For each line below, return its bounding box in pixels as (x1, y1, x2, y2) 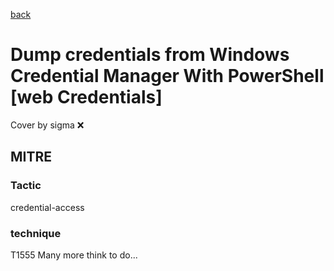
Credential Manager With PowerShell (10, 65, 325, 88)
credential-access (10, 201, 85, 213)
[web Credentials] (10, 86, 163, 109)
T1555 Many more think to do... (10, 249, 138, 261)
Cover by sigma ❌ (10, 119, 85, 131)
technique (10, 226, 62, 240)
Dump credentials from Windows (10, 44, 290, 66)
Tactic (10, 179, 42, 193)
